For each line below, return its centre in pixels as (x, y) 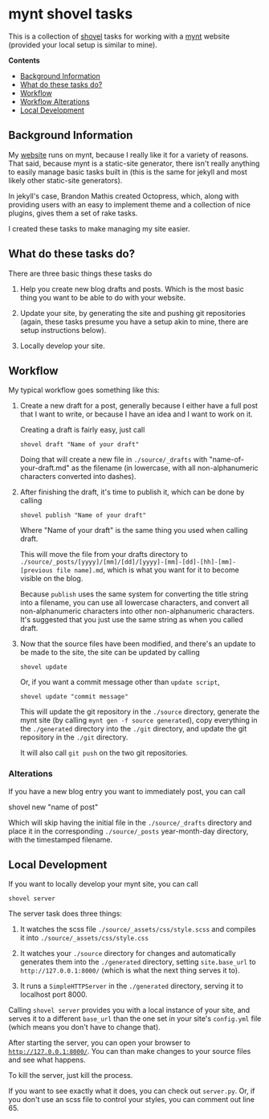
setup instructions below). (63, 330)
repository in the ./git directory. (74, 737)
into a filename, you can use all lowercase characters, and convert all (134, 603)
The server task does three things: (65, 914)
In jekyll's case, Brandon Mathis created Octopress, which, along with (124, 196)
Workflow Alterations (55, 101)
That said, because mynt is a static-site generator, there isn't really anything (134, 163)
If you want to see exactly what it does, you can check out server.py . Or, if (132, 1091)
